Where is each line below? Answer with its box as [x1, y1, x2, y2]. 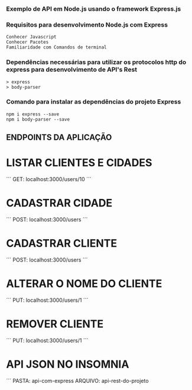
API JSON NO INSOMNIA [6, 357, 129, 371]
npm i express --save [6, 111, 60, 117]
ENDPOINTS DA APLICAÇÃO [6, 133, 112, 143]
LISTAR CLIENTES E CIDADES [6, 156, 152, 170]
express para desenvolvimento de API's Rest [6, 66, 138, 74]
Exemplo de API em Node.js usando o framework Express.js [6, 5, 181, 13]
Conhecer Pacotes [6, 39, 49, 46]
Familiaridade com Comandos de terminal [6, 44, 108, 50]
